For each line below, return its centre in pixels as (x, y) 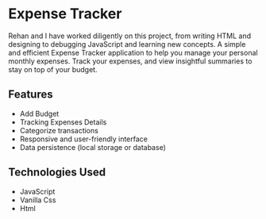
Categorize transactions (59, 130)
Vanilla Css (38, 200)
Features (31, 95)
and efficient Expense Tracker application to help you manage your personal (133, 52)
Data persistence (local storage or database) (93, 147)
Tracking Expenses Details (63, 122)
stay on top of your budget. (53, 69)
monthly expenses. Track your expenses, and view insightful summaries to (130, 61)
